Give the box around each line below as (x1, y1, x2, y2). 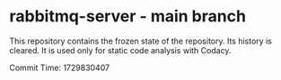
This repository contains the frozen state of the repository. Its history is (9, 36, 272, 46)
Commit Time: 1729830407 (9, 62, 110, 73)
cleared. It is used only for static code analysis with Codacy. (9, 44, 232, 55)
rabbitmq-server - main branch (9, 6, 247, 27)
